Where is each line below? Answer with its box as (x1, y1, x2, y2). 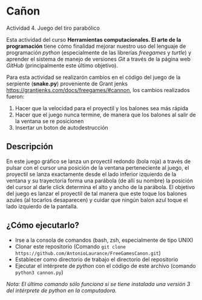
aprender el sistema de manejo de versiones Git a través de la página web (6, 55, 191, 62)
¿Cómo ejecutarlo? (6, 220, 80, 231)
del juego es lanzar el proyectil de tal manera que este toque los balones (6, 190, 187, 197)
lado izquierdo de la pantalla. (6, 202, 79, 210)
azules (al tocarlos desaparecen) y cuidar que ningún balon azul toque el (6, 196, 188, 204)
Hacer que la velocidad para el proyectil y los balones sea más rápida (15, 104, 189, 112)
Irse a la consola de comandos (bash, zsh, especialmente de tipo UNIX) (15, 236, 194, 244)
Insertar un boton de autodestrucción (15, 124, 109, 131)
